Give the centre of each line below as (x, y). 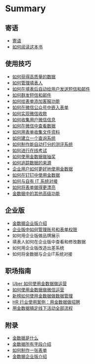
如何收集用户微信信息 (34, 120)
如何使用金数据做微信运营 (38, 290)
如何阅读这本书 (27, 47)
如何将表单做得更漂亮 (34, 187)
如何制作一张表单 (30, 350)
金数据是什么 (25, 338)
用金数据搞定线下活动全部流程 (42, 308)
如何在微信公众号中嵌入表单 (40, 107)
